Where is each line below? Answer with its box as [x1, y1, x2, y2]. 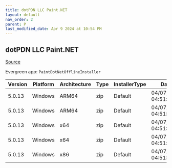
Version [8, 80, 28, 88]
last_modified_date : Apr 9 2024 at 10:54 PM [5, 26, 102, 32]
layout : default [5, 12, 40, 17]
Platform [32, 80, 55, 88]
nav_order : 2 [5, 17, 33, 22]
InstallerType [113, 80, 147, 88]
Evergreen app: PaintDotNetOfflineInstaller [5, 68, 101, 74]
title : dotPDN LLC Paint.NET [5, 7, 68, 13]
